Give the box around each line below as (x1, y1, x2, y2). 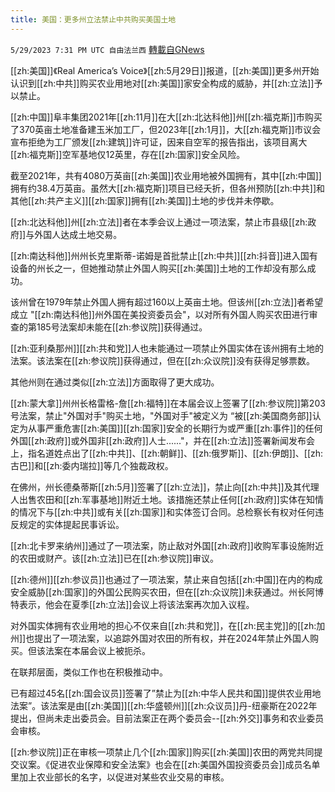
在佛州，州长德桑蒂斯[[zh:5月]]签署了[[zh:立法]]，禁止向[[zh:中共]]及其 (10, 481, 302, 493)
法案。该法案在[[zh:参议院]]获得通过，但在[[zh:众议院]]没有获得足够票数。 (10, 354, 315, 366)
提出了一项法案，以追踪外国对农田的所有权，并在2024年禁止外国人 (34, 632, 310, 644)
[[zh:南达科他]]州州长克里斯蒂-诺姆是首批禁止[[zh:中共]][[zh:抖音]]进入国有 (10, 249, 318, 261)
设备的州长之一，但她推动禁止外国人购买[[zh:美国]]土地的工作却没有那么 (10, 262, 308, 274)
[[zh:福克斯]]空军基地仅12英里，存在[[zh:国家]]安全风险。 (10, 148, 246, 160)
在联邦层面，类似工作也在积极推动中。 (10, 666, 168, 678)
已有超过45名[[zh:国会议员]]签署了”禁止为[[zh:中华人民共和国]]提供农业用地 (10, 687, 322, 699)
